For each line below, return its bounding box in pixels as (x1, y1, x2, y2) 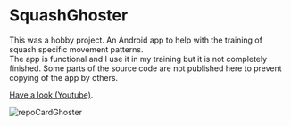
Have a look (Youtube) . (9, 90, 94, 100)
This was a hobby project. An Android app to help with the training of (9, 35, 263, 45)
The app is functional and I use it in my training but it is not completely (9, 53, 268, 64)
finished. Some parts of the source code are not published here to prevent (9, 63, 283, 74)
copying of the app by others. (9, 72, 119, 83)
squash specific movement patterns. (9, 43, 145, 54)
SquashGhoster (9, 5, 129, 26)
